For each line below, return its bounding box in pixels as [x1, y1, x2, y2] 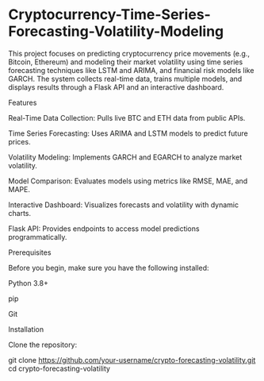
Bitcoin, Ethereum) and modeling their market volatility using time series [8, 57, 243, 67]
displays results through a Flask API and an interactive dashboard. [8, 82, 224, 92]
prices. [8, 137, 31, 146]
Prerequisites [8, 248, 52, 257]
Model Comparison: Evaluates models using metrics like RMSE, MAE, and [8, 176, 248, 186]
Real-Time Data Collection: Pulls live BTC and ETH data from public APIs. [8, 113, 246, 122]
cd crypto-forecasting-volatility [8, 364, 111, 373]
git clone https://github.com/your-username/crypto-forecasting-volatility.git [8, 355, 256, 364]
